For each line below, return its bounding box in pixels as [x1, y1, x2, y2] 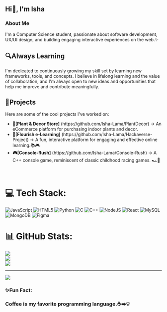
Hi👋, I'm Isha [5, 5, 45, 13]
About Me [5, 20, 30, 27]
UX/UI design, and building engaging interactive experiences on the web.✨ [5, 36, 159, 42]
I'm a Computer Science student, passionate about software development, [5, 31, 158, 37]
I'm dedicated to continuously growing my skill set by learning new [5, 68, 142, 74]
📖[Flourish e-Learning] [12, 132, 61, 138]
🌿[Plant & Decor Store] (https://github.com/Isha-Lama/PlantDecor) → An [12, 121, 162, 127]
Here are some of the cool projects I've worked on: [5, 111, 109, 117]
